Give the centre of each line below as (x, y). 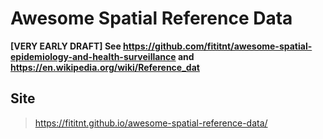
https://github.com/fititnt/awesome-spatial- (218, 46)
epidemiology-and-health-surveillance (93, 56)
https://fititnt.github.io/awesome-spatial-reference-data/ (151, 123)
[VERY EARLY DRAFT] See (66, 46)
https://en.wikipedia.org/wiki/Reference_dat (105, 67)
